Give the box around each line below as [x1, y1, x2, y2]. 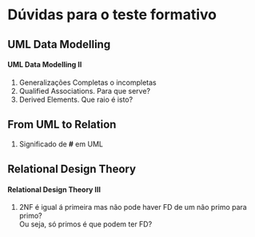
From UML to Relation [7, 118, 117, 131]
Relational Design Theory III [7, 184, 102, 194]
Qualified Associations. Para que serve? [18, 86, 151, 95]
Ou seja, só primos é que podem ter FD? [18, 219, 153, 229]
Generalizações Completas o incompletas [18, 78, 157, 87]
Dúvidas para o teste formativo [7, 6, 217, 24]
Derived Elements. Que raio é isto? [18, 94, 133, 104]
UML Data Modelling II [7, 60, 82, 70]
